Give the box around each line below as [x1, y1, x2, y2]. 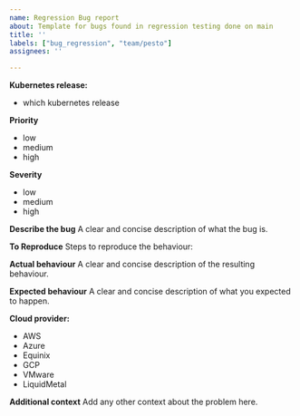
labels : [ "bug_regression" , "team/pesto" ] [9, 38, 172, 48]
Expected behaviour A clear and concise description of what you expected [9, 286, 292, 297]
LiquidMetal [22, 379, 67, 390]
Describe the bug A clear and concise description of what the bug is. [9, 224, 268, 235]
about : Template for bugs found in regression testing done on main [9, 22, 274, 31]
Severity [9, 169, 43, 180]
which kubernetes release [22, 97, 120, 109]
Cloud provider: [9, 314, 70, 324]
